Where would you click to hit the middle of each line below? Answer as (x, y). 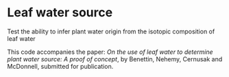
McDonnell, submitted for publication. (60, 66)
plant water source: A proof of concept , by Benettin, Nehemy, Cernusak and (115, 59)
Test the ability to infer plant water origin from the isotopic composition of (111, 31)
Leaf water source (60, 13)
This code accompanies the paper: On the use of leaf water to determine (110, 52)
